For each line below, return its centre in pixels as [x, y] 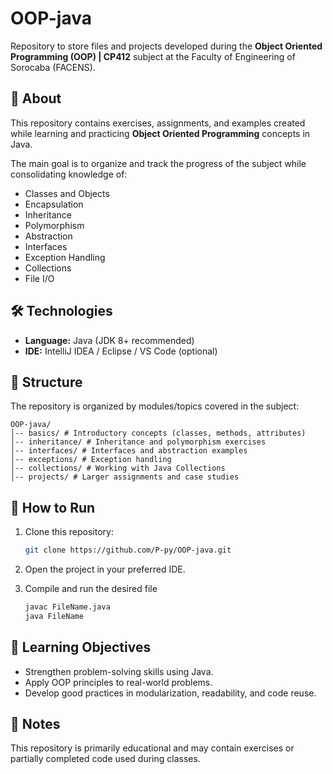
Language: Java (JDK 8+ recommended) [109, 340]
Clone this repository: [69, 532]
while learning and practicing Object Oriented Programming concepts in [160, 133]
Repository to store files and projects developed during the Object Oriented [166, 46]
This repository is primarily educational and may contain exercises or [152, 748]
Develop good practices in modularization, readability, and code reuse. [170, 693]
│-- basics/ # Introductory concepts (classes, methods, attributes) [158, 433]
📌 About [36, 98]
